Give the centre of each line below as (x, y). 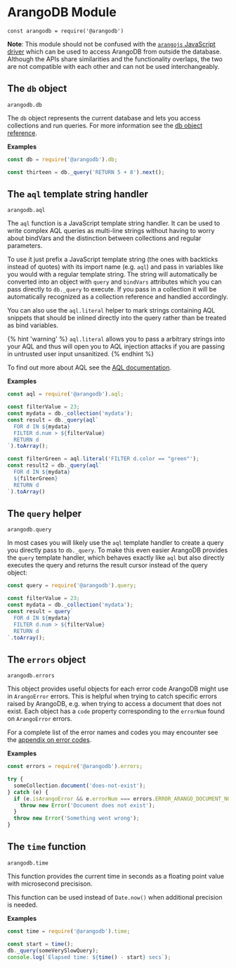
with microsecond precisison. (50, 884)
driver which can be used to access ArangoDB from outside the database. (114, 51)
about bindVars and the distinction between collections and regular (104, 238)
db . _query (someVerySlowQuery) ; (53, 950)
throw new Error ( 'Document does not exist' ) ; (88, 805)
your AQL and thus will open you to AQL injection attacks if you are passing (116, 346)
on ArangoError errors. (40, 719)
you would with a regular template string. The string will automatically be (112, 275)
